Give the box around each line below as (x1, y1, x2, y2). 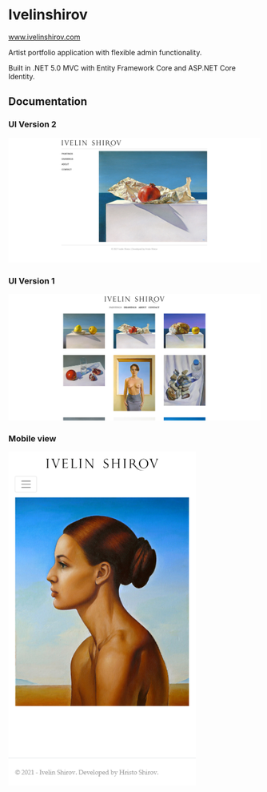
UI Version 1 (8, 275, 55, 287)
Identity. (8, 71, 35, 81)
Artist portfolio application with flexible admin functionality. (8, 47, 202, 57)
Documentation (8, 94, 88, 109)
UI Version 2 (8, 119, 58, 130)
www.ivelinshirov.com (8, 32, 81, 42)
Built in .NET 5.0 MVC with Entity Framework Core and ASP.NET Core (8, 62, 237, 73)
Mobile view (8, 432, 57, 444)
